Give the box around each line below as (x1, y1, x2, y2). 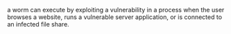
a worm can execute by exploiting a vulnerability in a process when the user (7, 6, 225, 14)
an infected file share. (7, 20, 69, 28)
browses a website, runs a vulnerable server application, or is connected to (7, 13, 223, 21)
